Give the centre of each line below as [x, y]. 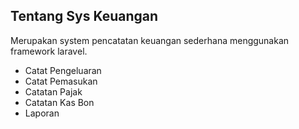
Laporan [42, 113]
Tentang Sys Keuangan [84, 16]
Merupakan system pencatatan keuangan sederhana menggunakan [150, 40]
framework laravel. [49, 51]
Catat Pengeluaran [63, 70]
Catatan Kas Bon [59, 102]
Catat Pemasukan [61, 81]
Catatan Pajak [53, 91]
